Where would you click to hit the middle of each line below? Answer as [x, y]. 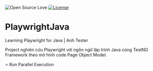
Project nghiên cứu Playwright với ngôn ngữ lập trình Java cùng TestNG [76, 50]
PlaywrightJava [37, 27]
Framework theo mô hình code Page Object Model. [56, 55]
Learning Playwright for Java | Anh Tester [47, 40]
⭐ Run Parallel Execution [30, 64]
